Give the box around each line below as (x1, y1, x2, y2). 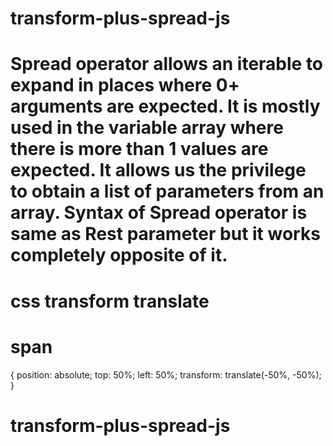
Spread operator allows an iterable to (10, 53, 324, 76)
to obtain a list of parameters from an (10, 180, 325, 203)
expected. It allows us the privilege (10, 159, 307, 182)
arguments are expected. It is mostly (10, 95, 321, 118)
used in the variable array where (10, 117, 284, 139)
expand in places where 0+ (10, 74, 240, 97)
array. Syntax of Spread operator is (10, 202, 308, 224)
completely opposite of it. (10, 244, 228, 267)
